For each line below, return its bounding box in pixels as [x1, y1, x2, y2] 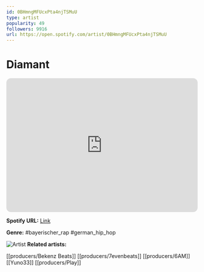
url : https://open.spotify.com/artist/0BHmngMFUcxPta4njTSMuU [6, 32, 167, 38]
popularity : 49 [6, 20, 45, 26]
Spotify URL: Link [6, 217, 51, 225]
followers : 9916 [6, 26, 47, 32]
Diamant [6, 58, 50, 72]
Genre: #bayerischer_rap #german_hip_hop [6, 229, 116, 236]
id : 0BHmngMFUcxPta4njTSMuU [6, 9, 78, 15]
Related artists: [27, 241, 67, 248]
